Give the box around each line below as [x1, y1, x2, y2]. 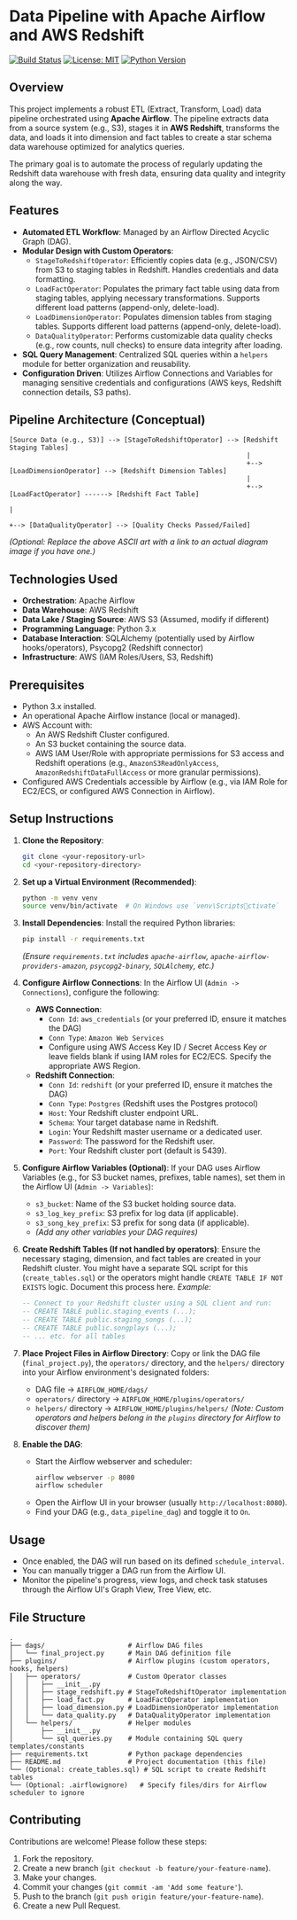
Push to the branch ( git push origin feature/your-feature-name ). [21, 1891, 264, 1901]
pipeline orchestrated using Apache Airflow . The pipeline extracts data [9, 113, 270, 123]
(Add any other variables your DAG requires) [34, 1227, 199, 1237]
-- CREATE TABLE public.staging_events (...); [21, 1307, 197, 1316]
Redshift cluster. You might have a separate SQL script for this [21, 1263, 248, 1274]
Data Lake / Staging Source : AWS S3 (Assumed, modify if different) [21, 614, 270, 625]
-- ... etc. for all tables [21, 1331, 126, 1340]
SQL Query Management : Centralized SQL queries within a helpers [21, 348, 269, 360]
